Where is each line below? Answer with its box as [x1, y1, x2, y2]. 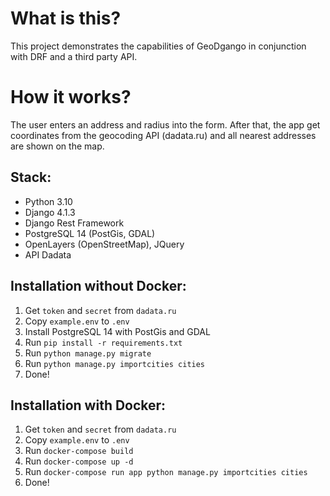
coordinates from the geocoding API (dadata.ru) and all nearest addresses [10, 129, 317, 141]
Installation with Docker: [10, 397, 167, 414]
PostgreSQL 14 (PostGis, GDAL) [24, 227, 156, 239]
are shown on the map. [10, 140, 105, 152]
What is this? [10, 7, 122, 30]
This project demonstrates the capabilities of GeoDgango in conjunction [10, 40, 307, 52]
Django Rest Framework [24, 217, 125, 229]
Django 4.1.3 [24, 206, 76, 218]
